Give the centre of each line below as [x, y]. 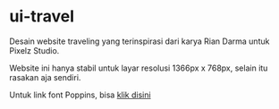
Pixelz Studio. [34, 50]
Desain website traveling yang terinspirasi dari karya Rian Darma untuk [139, 41]
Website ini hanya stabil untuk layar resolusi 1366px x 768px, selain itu [139, 68]
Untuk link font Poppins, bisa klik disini [80, 95]
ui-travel [42, 17]
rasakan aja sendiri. [45, 77]
